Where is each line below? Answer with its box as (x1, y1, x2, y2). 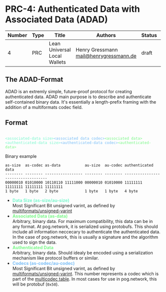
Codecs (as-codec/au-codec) (12, 260, 75, 266)
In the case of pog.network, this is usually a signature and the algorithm (12, 234, 159, 240)
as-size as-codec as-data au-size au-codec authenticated (5, 163, 154, 168)
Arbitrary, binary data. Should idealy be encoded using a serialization (12, 250, 153, 255)
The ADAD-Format (5, 75, 63, 84)
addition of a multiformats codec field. (5, 104, 83, 110)
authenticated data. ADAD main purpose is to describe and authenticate (5, 94, 152, 100)
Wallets (48, 58, 66, 65)
